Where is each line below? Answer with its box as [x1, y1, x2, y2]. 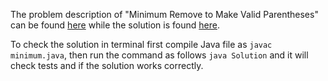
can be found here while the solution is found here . [10, 19, 220, 31]
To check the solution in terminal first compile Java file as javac [10, 39, 273, 50]
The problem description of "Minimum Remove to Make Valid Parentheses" [10, 9, 319, 20]
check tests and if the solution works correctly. [10, 60, 204, 71]
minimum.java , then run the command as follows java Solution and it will [10, 49, 309, 61]
